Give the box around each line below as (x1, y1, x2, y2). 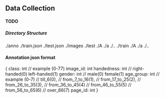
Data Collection (5, 4, 55, 13)
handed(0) (5, 71, 27, 77)
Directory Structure (5, 30, 47, 36)
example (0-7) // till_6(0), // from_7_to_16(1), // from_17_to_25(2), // (5, 76, 141, 83)
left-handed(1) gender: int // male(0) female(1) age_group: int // (28, 71, 160, 77)
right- (133, 66, 145, 72)
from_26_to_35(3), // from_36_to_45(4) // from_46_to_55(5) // (5, 82, 132, 88)
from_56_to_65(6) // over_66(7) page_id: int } (5, 87, 98, 93)
